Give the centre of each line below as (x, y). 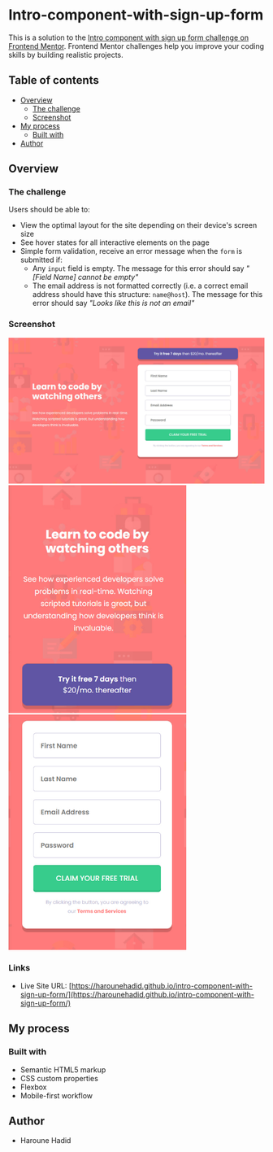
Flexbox (33, 1087)
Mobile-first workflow (56, 1095)
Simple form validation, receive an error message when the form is (131, 251)
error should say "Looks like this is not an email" (113, 303)
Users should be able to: (50, 210)
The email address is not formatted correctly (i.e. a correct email (140, 286)
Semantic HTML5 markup (63, 1069)
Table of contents (54, 80)
